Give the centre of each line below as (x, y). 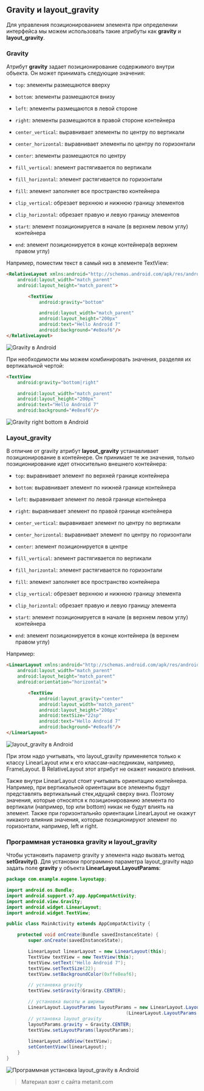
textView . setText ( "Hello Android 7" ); (77, 963)
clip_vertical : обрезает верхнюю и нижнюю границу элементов (100, 203)
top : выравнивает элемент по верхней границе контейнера (92, 476)
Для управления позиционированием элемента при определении (92, 24)
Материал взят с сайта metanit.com (67, 1082)
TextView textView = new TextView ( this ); (81, 957)
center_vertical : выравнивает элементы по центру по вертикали (100, 132)
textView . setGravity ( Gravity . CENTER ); (77, 991)
